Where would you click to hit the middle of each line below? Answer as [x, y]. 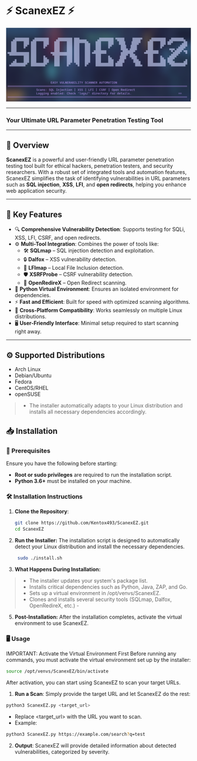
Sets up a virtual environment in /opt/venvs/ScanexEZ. [95, 593]
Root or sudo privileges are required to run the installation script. [93, 475]
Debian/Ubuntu [33, 376]
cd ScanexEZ [29, 529]
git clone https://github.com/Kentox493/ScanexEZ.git [81, 523]
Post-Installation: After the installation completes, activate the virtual [98, 617]
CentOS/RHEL [31, 388]
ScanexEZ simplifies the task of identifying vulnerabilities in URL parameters [98, 178]
